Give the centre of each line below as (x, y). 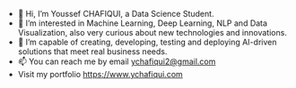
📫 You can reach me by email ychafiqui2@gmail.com (117, 61)
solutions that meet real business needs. (92, 52)
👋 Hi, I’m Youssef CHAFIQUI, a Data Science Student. (116, 14)
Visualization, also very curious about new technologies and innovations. (152, 32)
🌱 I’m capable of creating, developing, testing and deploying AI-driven (147, 42)
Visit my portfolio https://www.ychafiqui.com (100, 74)
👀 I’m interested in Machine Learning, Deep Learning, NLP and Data (142, 23)
